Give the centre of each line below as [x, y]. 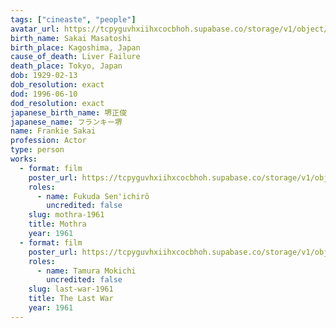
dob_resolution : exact [57, 85]
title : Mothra [57, 224]
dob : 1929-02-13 [44, 76]
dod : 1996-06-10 [44, 94]
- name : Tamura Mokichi [86, 271]
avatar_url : [35, 29]
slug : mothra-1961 [66, 215]
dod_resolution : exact [57, 103]
